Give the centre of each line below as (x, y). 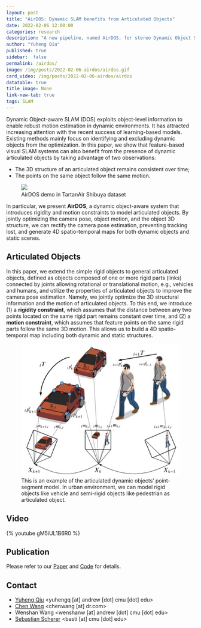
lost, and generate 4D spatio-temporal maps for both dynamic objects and (98, 231)
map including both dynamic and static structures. (92, 335)
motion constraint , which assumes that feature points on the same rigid (95, 322)
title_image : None (29, 89)
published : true (26, 51)
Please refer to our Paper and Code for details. (64, 566)
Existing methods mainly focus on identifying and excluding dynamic (91, 138)
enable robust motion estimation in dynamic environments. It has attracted (98, 126)
